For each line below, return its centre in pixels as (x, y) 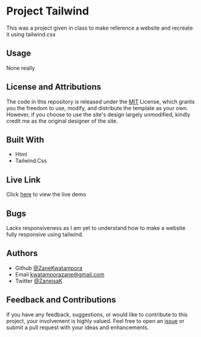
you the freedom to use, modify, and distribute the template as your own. (97, 108)
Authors (22, 253)
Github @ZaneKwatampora (49, 268)
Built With (25, 139)
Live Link (24, 180)
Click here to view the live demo (46, 194)
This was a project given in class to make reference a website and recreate (100, 28)
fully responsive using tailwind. (45, 234)
